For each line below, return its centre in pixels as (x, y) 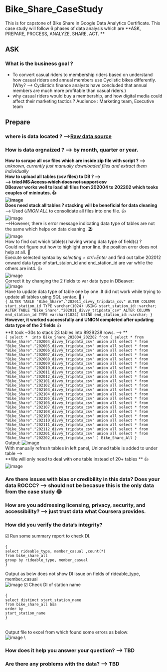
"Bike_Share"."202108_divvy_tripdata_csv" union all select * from (77, 412)
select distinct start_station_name (43, 600)
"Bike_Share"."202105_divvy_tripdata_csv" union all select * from (77, 398)
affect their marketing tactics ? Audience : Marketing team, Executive (83, 101)
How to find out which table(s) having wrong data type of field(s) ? (74, 241)
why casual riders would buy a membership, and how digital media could (87, 95)
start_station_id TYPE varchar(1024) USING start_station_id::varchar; (81, 306)
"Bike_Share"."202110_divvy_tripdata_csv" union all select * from (77, 420)
